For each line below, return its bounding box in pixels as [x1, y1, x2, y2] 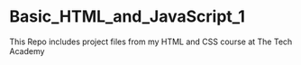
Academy [9, 45, 45, 56]
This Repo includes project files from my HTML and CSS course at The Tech [9, 36, 293, 47]
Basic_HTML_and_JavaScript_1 [9, 6, 245, 27]
